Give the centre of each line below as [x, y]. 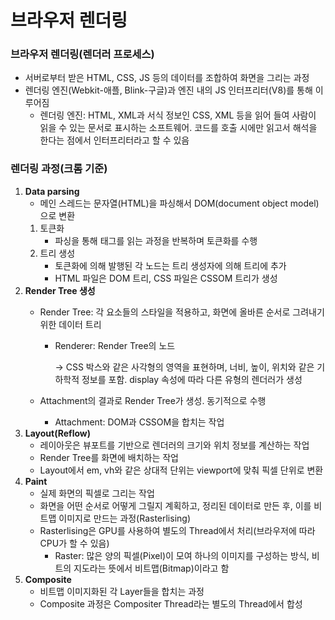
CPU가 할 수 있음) [74, 543]
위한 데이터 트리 [70, 324]
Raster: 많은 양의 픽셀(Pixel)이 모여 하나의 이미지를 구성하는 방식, [182, 555]
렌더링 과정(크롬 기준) [59, 169]
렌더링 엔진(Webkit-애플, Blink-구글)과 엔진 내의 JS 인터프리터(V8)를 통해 [168, 90]
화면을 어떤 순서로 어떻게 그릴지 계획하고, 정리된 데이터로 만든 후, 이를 [175, 505]
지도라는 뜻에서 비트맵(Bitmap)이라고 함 [151, 568]
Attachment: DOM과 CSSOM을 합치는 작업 [139, 422]
